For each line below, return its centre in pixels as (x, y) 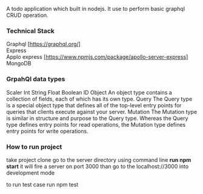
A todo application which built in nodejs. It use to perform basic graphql (96, 9)
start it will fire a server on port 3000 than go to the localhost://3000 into (98, 166)
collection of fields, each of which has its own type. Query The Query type (99, 99)
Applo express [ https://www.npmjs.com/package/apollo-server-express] (97, 57)
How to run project (34, 147)
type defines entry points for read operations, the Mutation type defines (96, 124)
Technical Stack (30, 31)
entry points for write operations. (48, 131)
